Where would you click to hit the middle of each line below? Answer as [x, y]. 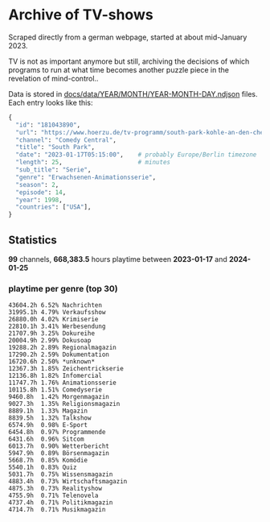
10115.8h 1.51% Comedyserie [55, 390]
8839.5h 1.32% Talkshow [50, 418]
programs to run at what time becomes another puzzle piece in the [119, 69]
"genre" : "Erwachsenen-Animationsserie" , [86, 177]
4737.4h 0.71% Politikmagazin [61, 503]
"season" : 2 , [37, 184]
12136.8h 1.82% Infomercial [55, 376]
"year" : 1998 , [39, 200]
